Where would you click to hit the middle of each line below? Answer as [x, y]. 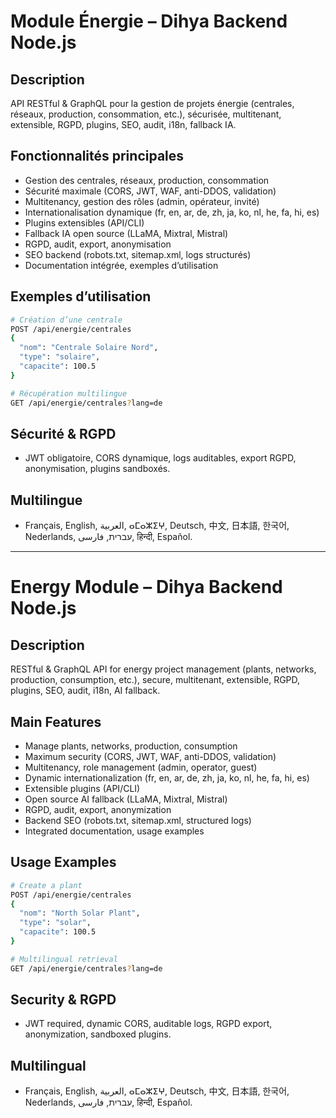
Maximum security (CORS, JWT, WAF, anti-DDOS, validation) [150, 756]
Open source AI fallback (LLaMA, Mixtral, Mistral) [126, 799]
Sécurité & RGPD [63, 433]
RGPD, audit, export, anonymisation [98, 244]
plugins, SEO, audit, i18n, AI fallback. [85, 691]
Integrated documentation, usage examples [114, 831]
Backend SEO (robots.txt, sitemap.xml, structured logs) [138, 820]
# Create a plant [46, 885]
